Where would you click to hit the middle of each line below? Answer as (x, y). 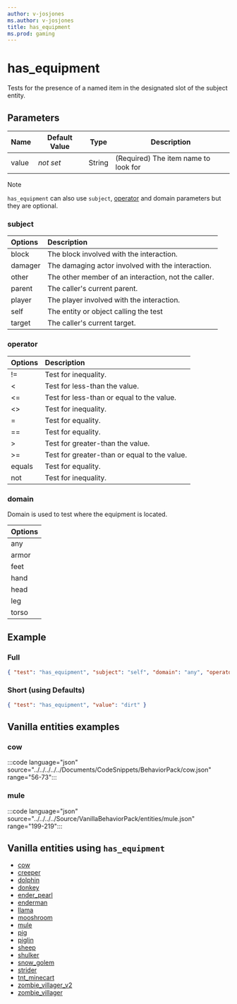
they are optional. (33, 206)
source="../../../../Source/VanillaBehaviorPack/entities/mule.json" (101, 818)
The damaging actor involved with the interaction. (129, 265)
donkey (29, 888)
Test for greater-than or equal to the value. (116, 455)
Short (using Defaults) (46, 691)
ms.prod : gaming (31, 34)
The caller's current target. (91, 323)
